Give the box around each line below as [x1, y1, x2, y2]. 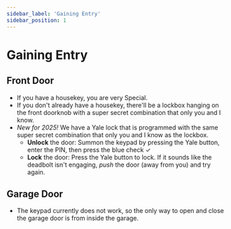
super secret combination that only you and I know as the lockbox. [16, 130, 209, 139]
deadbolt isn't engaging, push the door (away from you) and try [27, 160, 211, 169]
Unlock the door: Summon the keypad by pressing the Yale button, [27, 138, 220, 146]
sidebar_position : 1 [6, 17, 67, 24]
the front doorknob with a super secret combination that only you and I [16, 108, 221, 116]
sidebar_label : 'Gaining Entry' [6, 10, 101, 18]
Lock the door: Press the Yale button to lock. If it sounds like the [27, 153, 212, 161]
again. [27, 167, 45, 176]
